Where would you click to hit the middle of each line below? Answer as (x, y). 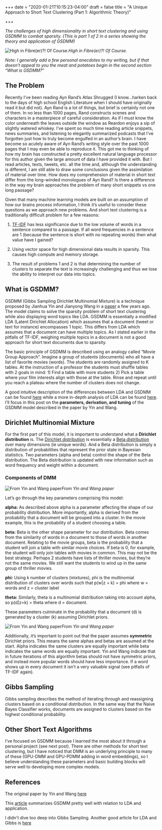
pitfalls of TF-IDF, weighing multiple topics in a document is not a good (75, 337)
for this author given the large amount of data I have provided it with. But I (79, 159)
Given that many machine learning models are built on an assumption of (77, 199)
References (23, 782)
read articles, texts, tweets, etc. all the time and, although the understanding (81, 164)
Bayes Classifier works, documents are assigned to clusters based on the (78, 709)
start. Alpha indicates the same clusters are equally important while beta (77, 646)
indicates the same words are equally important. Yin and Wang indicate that (80, 651)
